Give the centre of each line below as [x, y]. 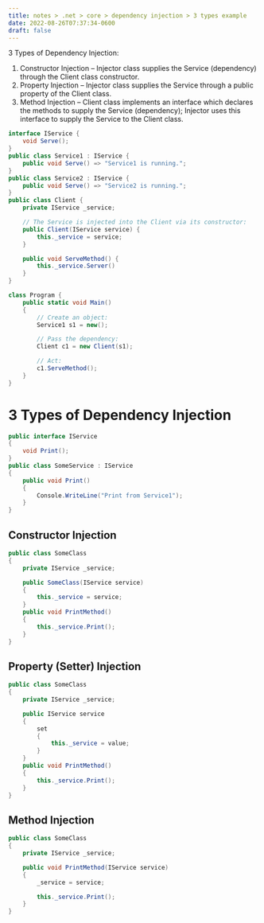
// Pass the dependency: [78, 339]
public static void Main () [67, 302]
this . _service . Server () [76, 266]
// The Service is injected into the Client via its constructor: [135, 222]
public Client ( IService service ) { [82, 229]
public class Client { [46, 201]
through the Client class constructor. [80, 77]
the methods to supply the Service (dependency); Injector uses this [130, 111]
